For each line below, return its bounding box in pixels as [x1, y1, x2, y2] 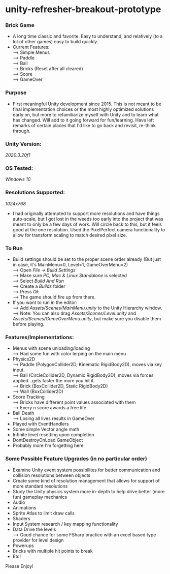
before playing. [12, 321, 45, 327]
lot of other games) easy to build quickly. [12, 39, 98, 45]
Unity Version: [5, 140, 42, 147]
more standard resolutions [12, 483, 68, 489]
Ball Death [12, 410, 35, 416]
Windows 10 [5, 176, 31, 183]
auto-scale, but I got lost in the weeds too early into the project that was [12, 216, 163, 222]
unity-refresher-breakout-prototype [5, 4, 161, 15]
